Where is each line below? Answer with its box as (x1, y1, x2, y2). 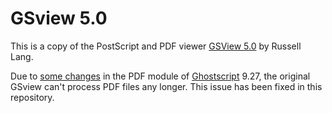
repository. (10, 91, 55, 103)
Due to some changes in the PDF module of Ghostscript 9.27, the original (10, 70, 311, 82)
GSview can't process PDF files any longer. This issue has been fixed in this (10, 80, 323, 92)
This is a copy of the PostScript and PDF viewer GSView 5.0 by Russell (10, 40, 302, 52)
